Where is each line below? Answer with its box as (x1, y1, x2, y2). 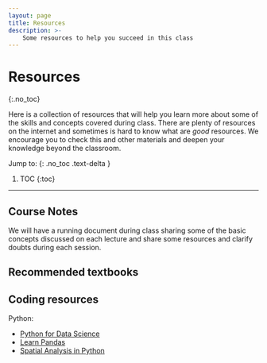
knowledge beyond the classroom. (8, 144, 122, 153)
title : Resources (8, 19, 66, 27)
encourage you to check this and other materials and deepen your (8, 135, 225, 145)
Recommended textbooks (8, 265, 139, 279)
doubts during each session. (8, 243, 102, 252)
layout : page (8, 11, 52, 20)
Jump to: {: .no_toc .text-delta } (8, 159, 111, 168)
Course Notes (8, 204, 78, 218)
